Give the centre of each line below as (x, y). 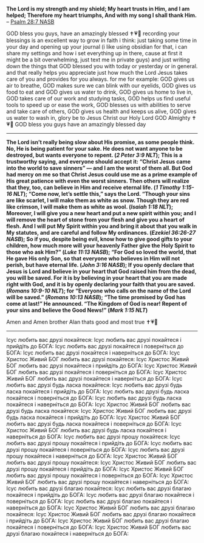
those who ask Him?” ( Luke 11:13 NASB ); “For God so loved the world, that (101, 252)
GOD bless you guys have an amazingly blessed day (80, 124)
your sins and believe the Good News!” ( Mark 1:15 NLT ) (77, 310)
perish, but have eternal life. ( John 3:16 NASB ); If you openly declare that (100, 265)
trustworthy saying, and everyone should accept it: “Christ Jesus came (99, 161)
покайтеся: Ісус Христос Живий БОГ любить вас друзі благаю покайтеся (101, 514)
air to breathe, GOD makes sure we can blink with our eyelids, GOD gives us (101, 85)
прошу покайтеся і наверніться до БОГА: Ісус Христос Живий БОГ (92, 456)
